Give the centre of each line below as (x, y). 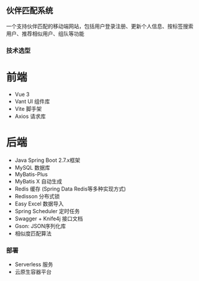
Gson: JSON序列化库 (40, 226)
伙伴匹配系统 (30, 11)
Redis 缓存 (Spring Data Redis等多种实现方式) (70, 189)
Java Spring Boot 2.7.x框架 (47, 160)
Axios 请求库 (30, 116)
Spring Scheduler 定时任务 (47, 211)
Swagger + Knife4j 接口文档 (49, 218)
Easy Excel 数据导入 (39, 204)
